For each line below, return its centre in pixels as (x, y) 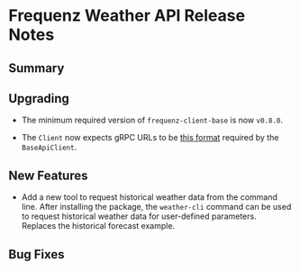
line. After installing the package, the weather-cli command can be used (156, 207)
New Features (48, 175)
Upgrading (39, 99)
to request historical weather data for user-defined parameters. (139, 216)
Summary (36, 68)
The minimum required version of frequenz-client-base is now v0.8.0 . (152, 120)
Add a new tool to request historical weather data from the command (150, 197)
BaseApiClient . (49, 147)
